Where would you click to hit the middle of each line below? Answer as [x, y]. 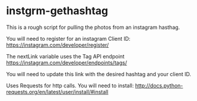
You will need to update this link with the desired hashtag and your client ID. [99, 74]
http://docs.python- [159, 85]
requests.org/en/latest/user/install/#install [57, 92]
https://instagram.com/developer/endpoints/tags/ [67, 63]
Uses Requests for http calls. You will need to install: [70, 85]
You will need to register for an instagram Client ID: [68, 38]
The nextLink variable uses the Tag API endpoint [65, 56]
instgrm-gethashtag [57, 11]
